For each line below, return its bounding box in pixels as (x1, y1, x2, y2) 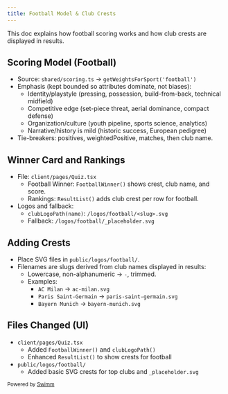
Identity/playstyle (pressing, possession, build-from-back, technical (27, 89, 222, 98)
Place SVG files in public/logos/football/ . (17, 255, 140, 264)
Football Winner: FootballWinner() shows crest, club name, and (27, 180, 210, 188)
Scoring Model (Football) (7, 57, 116, 69)
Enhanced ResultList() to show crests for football (27, 352, 172, 361)
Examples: (27, 277, 58, 286)
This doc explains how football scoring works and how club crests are (7, 29, 207, 37)
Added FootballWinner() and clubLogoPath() (27, 345, 156, 354)
